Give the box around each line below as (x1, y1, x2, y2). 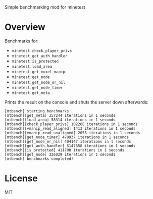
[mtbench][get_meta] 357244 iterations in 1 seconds (4, 113, 116, 118)
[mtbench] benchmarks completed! (4, 156, 74, 161)
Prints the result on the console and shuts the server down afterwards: (4, 99, 149, 105)
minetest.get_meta (11, 90, 50, 96)
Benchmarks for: (4, 38, 39, 44)
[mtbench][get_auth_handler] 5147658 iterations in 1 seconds (4, 143, 136, 148)
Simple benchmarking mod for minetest (4, 4, 85, 10)
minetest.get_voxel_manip (11, 69, 65, 74)
